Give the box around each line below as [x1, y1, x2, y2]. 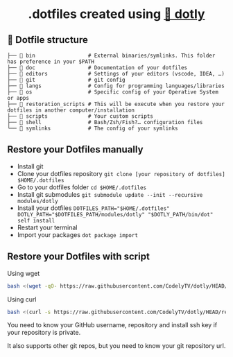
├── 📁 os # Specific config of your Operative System [7, 89, 218, 96]
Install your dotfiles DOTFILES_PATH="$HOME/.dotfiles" [17, 204, 170, 212]
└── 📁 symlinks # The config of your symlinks [7, 125, 178, 132]
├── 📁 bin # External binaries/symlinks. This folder [7, 52, 216, 59]
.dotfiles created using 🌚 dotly [28, 6, 205, 22]
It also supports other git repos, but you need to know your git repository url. [7, 342, 226, 350]
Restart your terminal [17, 223, 78, 232]
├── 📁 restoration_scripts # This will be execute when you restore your [7, 101, 225, 107]
